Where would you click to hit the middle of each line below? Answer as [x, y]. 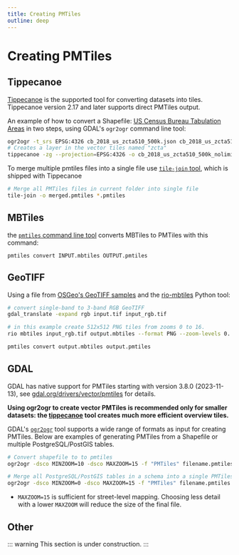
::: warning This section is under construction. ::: [78, 544]
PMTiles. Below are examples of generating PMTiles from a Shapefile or [113, 437]
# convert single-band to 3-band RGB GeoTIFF [76, 307]
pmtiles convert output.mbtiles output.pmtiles [79, 347]
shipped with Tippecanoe [45, 176]
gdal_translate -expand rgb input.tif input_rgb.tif [87, 315]
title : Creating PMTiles [44, 14]
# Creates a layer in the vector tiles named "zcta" [87, 148]
